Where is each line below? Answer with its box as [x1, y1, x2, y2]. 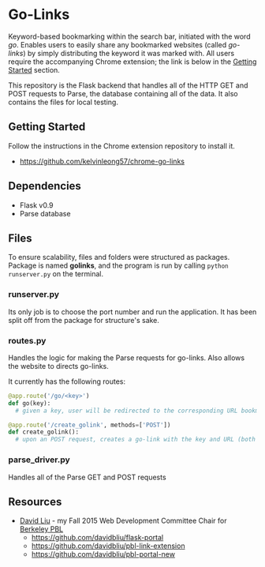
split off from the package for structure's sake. [8, 315, 160, 325]
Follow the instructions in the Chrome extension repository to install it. [8, 141, 235, 151]
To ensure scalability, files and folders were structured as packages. [8, 253, 230, 262]
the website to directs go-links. [8, 361, 109, 370]
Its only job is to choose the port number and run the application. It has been [8, 306, 257, 317]
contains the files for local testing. [8, 97, 118, 107]
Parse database [19, 208, 71, 218]
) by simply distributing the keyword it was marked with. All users [23, 48, 235, 58]
